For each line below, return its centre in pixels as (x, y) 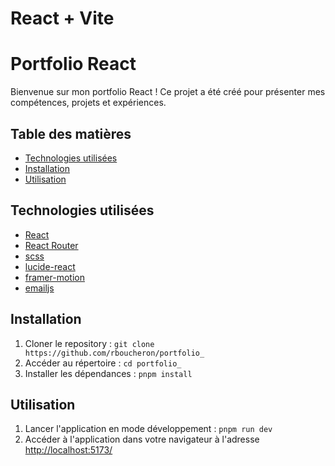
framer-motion (54, 277)
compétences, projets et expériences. (88, 103)
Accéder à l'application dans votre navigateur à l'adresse (142, 439)
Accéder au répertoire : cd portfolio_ (103, 363)
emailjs (39, 288)
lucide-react (50, 266)
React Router (51, 245)
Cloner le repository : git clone (89, 343)
